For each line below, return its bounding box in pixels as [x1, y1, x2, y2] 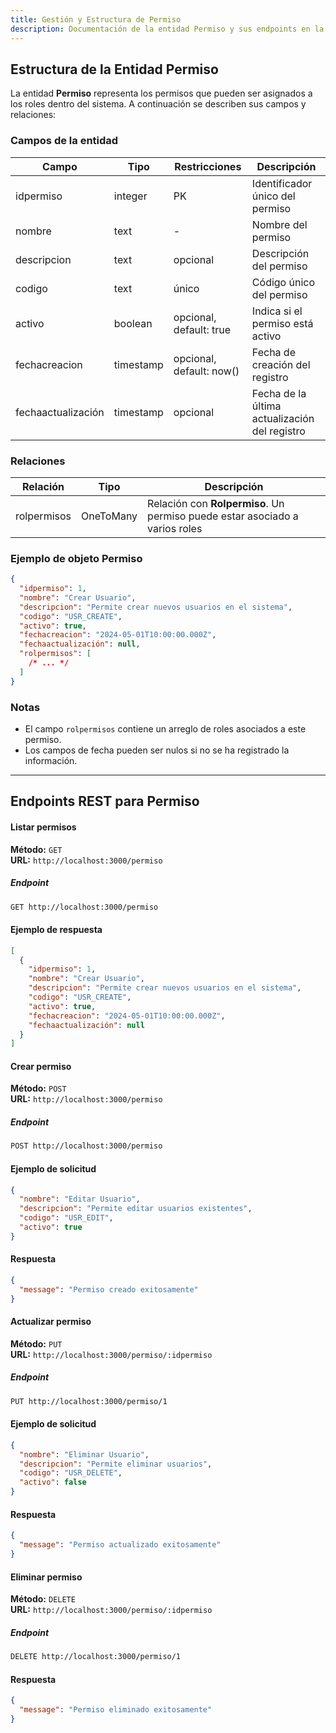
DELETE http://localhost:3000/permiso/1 [10, 1652, 182, 1662]
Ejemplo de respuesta [10, 924, 103, 936]
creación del [251, 357, 311, 371]
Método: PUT [10, 1337, 63, 1350]
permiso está [251, 316, 314, 330]
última [251, 399, 282, 413]
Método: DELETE [10, 1593, 76, 1605]
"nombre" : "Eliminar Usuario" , [19, 1449, 150, 1460]
